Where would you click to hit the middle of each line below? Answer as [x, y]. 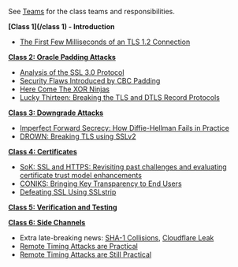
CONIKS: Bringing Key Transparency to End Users [101, 184]
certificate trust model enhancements [80, 175]
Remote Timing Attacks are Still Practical [86, 254]
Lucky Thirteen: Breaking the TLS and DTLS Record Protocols [120, 97]
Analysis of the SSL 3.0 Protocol [72, 72]
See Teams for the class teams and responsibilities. [91, 11]
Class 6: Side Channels [47, 222]
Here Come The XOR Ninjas [65, 89]
